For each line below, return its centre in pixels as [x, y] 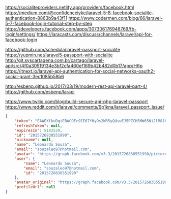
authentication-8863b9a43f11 [36, 18]
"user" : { [25, 159]
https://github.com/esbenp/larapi [40, 92]
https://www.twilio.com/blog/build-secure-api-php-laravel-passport [77, 102]
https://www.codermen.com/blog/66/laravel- [116, 18]
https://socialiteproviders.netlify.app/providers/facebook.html [70, 7]
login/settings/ [20, 34]
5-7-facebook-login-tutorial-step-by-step [49, 23]
